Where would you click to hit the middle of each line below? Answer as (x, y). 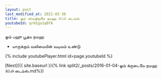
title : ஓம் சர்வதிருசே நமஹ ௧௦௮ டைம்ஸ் (42, 18)
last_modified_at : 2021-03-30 (36, 14)
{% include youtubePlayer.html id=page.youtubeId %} (59, 56)
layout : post (18, 9)
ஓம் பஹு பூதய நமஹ (24, 37)
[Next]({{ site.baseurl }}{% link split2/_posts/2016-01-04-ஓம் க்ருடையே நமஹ (81, 65)
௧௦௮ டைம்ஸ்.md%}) (24, 71)
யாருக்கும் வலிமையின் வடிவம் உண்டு (46, 47)
